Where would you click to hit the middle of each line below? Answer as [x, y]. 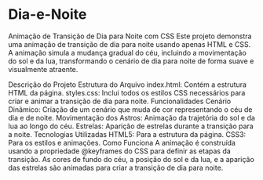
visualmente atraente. [43, 69]
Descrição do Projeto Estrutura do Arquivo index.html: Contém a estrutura [128, 85]
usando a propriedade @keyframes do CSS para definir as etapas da [120, 151]
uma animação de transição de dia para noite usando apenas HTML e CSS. [130, 44]
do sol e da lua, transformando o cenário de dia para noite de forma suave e [131, 61]
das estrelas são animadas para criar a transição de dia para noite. [116, 167]
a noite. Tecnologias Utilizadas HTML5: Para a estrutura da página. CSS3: [127, 134]
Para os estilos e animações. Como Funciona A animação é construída [122, 142]
